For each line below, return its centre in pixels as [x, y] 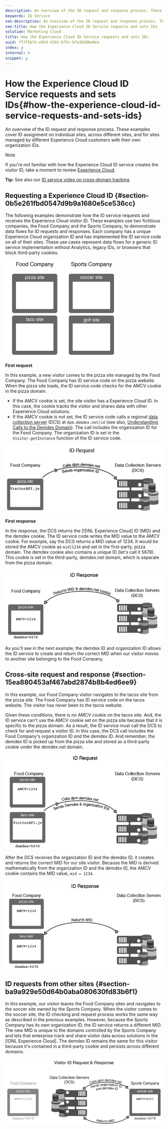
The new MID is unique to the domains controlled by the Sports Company [81, 1030]
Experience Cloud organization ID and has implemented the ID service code [83, 237]
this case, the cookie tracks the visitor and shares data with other [80, 406]
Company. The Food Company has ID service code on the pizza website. [80, 380]
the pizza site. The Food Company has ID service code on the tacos [75, 700]
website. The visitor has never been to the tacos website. [64, 705]
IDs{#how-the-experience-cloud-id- [83, 105]
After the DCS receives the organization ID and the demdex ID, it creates [79, 857]
